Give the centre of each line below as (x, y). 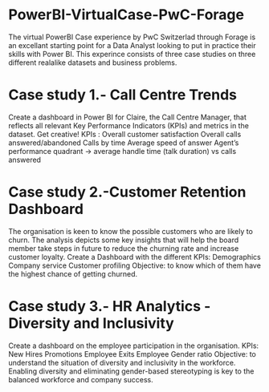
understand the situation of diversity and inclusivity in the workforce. (122, 362)
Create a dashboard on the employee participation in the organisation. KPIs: (134, 346)
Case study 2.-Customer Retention (127, 192)
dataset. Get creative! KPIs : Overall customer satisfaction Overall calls (125, 134)
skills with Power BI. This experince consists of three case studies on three (132, 54)
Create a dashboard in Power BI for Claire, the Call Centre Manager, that (128, 117)
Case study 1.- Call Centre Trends (123, 95)
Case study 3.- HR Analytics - (110, 306)
